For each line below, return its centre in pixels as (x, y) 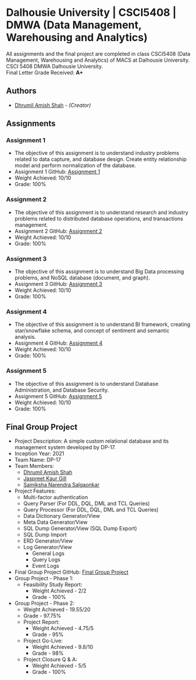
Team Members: (34, 466)
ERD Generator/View (48, 541)
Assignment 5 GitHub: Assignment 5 (58, 396)
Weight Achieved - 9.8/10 (63, 647)
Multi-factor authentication (56, 497)
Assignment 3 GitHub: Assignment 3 (58, 284)
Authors (21, 91)
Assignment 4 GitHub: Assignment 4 (59, 343)
